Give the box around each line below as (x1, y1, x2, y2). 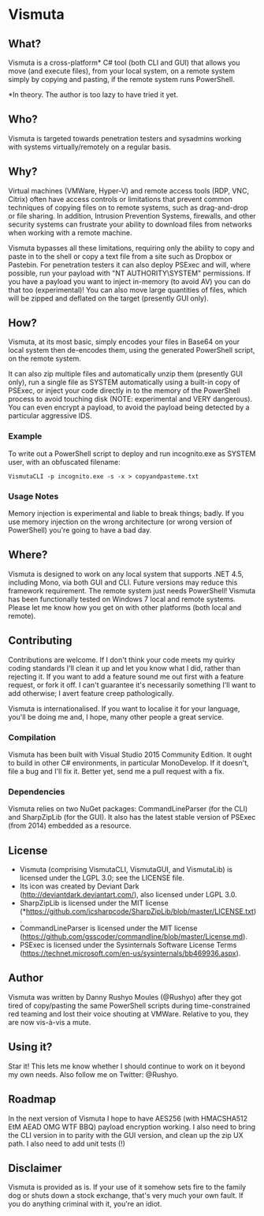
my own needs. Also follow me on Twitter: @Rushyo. (8, 1069, 179, 1079)
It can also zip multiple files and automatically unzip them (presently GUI (8, 369, 243, 379)
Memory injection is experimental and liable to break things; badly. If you (8, 509, 244, 518)
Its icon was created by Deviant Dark (19, 881, 139, 891)
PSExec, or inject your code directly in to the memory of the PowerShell (8, 386, 240, 395)
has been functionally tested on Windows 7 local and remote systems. (8, 594, 236, 604)
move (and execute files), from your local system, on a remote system (8, 66, 235, 76)
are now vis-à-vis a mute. (8, 1017, 91, 1027)
